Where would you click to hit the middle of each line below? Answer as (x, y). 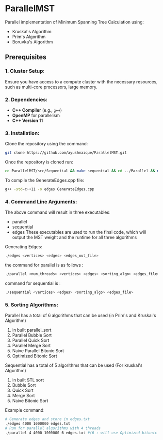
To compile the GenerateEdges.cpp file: (45, 180)
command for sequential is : (33, 283)
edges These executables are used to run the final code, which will (79, 232)
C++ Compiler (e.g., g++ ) (37, 110)
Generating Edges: (24, 247)
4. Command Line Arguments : (41, 201)
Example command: (25, 410)
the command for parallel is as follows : (44, 265)
